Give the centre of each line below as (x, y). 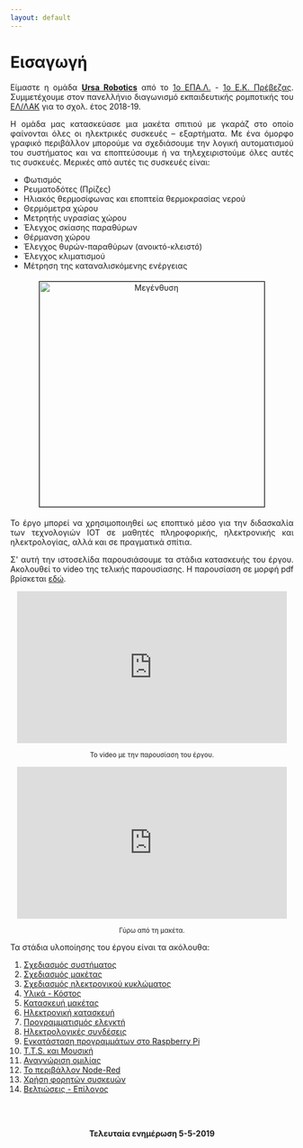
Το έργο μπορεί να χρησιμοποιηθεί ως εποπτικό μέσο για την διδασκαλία (152, 522)
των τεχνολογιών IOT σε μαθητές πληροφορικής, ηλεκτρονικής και (152, 532)
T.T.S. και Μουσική (58, 1051)
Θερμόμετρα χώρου (60, 208)
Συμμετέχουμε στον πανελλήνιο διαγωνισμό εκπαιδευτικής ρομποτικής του (152, 96)
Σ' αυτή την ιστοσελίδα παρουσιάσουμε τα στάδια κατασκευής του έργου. (152, 559)
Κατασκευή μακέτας (61, 1003)
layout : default (40, 18)
